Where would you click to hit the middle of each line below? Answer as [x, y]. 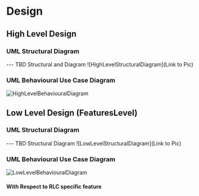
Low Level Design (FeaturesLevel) [72, 113]
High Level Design [42, 34]
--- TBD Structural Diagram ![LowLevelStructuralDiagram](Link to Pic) [94, 143]
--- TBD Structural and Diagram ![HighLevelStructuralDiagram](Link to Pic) [100, 64]
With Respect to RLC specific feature [54, 186]
